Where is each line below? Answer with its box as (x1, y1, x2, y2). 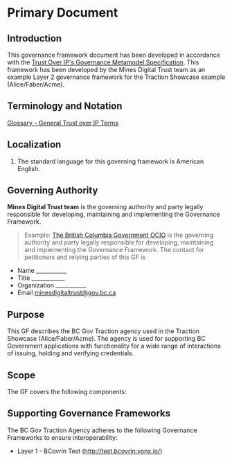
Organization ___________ (17, 281, 87, 290)
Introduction (7, 33, 62, 44)
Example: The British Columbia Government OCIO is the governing (24, 231, 214, 240)
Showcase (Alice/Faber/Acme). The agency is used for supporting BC (7, 335, 206, 343)
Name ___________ (17, 267, 67, 275)
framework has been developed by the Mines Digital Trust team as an (7, 66, 206, 73)
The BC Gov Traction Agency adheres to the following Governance (7, 426, 197, 434)
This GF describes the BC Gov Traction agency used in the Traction (7, 327, 199, 335)
